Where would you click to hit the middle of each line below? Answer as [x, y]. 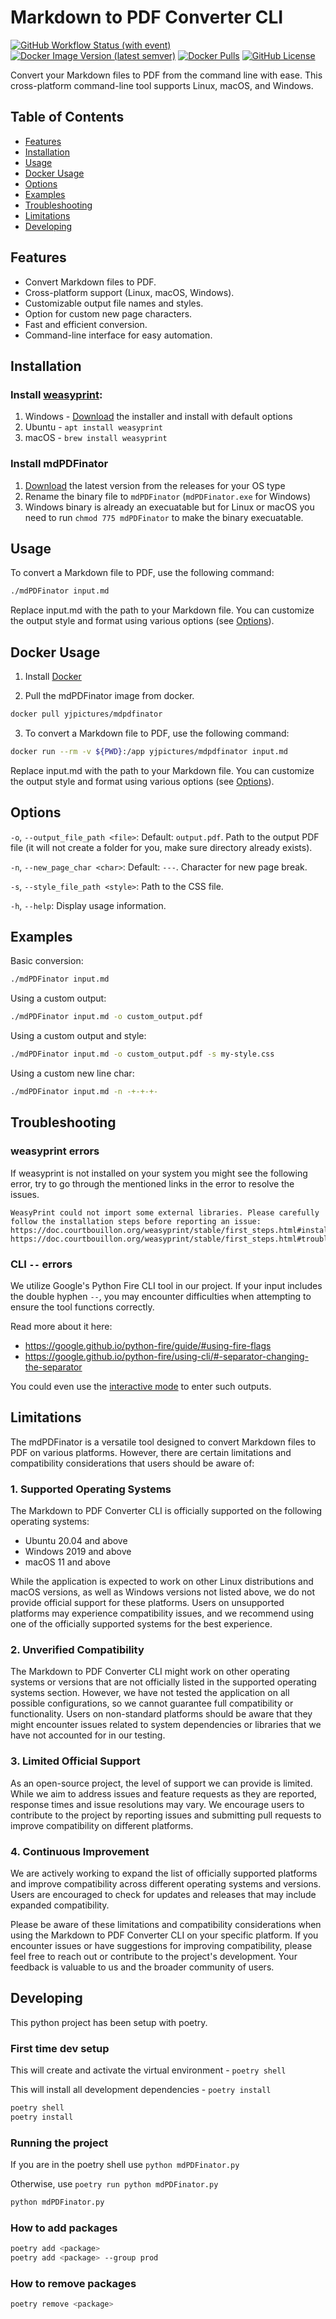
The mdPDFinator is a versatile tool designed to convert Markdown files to [163, 1442]
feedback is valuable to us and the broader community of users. [142, 1967]
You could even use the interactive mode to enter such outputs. [141, 1386]
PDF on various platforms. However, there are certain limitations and [151, 1452]
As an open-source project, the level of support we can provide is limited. [161, 1783]
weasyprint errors [55, 1151]
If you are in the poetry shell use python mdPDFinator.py [125, 2165]
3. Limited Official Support [75, 1761]
